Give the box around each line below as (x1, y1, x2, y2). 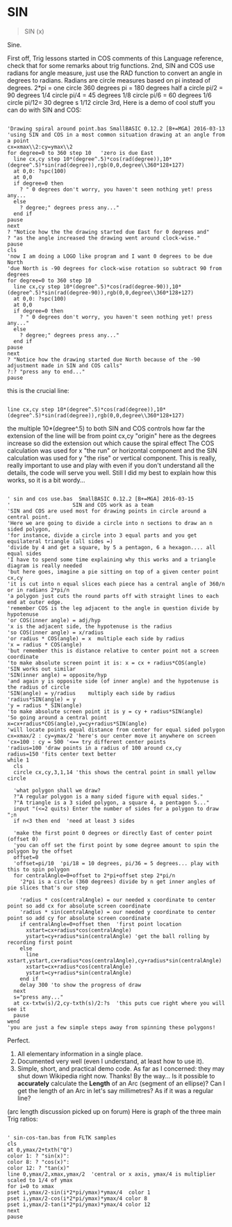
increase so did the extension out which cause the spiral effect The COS (7, 439, 215, 447)
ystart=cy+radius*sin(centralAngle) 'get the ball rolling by (25, 933, 210, 940)
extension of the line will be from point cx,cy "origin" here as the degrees (7, 431, 217, 440)
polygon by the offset (7, 848, 73, 855)
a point (7, 137, 30, 144)
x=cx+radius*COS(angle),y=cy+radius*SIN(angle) (7, 720, 148, 727)
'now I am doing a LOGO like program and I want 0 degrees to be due (7, 253, 213, 260)
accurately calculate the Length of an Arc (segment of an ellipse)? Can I (17, 1079, 226, 1087)
